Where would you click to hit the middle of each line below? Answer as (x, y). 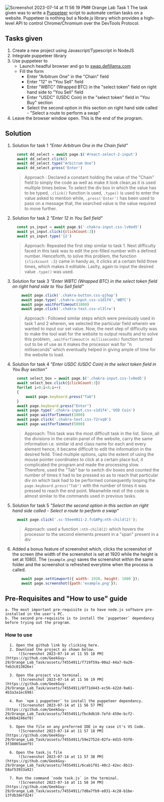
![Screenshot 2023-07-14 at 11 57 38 (57, 757)
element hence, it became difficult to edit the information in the (88, 449)
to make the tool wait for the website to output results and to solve (91, 334)
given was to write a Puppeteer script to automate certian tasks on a (74, 13)
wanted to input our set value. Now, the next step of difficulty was (91, 329)
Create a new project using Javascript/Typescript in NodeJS (73, 50)
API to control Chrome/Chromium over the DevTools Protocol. (77, 23)
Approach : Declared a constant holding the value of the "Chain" (89, 177)
